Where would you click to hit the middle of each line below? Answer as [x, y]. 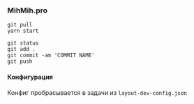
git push [20, 61]
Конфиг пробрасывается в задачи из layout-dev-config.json [97, 92]
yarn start [23, 31]
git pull [20, 25]
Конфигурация [30, 77]
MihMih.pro [27, 10]
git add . [22, 50]
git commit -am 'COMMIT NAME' [51, 55]
